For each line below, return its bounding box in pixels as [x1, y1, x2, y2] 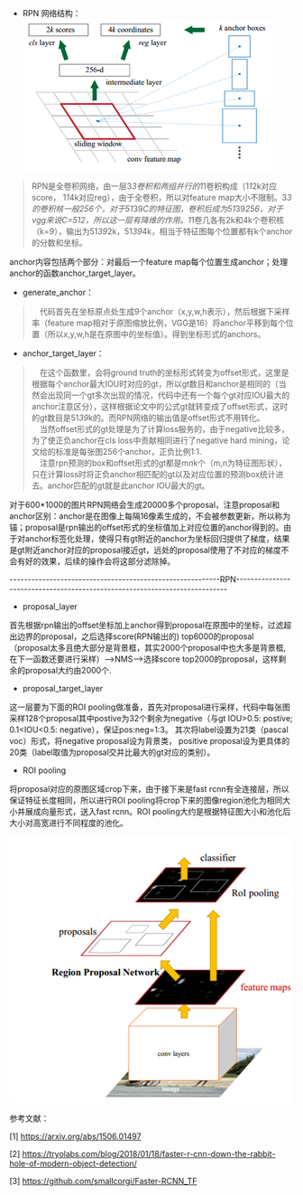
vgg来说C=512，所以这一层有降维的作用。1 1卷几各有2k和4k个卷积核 [31, 215, 284, 225]
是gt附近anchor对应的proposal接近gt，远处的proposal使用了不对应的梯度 [9, 545, 281, 555]
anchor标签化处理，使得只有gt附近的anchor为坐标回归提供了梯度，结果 [24, 533, 290, 544]
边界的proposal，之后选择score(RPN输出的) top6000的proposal [16, 631, 254, 642]
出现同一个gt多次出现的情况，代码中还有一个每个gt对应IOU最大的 [47, 390, 290, 400]
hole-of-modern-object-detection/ [9, 1158, 138, 1169]
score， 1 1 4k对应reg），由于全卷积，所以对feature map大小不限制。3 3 [31, 193, 292, 202]
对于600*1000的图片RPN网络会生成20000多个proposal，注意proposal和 [9, 500, 280, 510]
